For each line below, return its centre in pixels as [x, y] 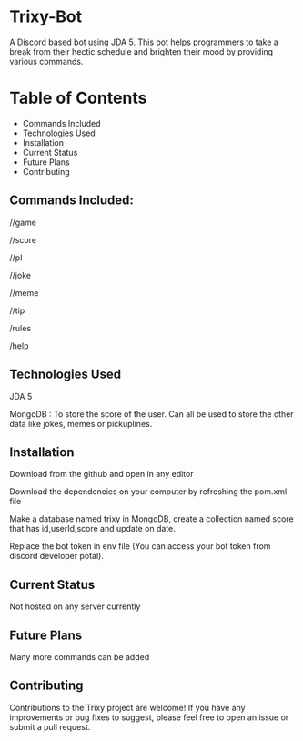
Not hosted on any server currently [75, 606]
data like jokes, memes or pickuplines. [81, 423]
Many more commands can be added [80, 656]
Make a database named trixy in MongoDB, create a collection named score [151, 519]
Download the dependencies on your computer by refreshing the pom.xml [148, 492]
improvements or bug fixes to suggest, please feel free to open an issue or [149, 717]
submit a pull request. [50, 726]
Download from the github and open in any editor [101, 474]
